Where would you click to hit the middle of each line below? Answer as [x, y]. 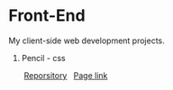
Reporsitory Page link [66, 75]
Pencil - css [43, 58]
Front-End [47, 16]
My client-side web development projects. [87, 40]
